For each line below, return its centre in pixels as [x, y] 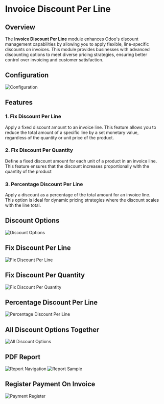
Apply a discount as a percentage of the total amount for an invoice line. [78, 195]
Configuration [27, 75]
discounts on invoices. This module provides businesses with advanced [78, 49]
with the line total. [23, 205]
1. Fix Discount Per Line [33, 116]
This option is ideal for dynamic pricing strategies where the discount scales [82, 200]
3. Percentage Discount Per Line [44, 184]
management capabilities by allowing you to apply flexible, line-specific [77, 44]
